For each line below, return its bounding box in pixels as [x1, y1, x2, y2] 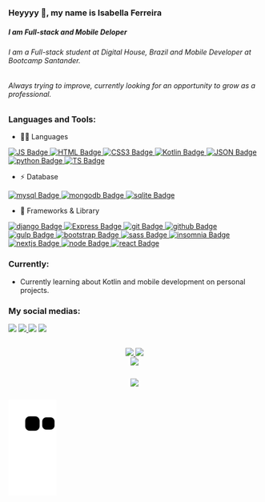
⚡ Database [19, 172, 58, 182]
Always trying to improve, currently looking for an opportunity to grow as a [8, 80, 256, 90]
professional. [8, 89, 52, 98]
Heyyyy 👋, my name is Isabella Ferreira [8, 7, 163, 18]
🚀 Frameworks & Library [19, 206, 100, 215]
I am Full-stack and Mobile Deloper [8, 27, 127, 37]
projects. [19, 285, 50, 295]
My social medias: [8, 305, 81, 316]
